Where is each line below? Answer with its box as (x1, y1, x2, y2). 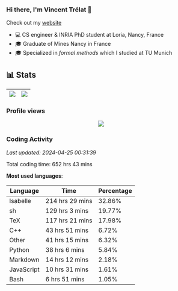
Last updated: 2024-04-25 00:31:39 (6, 149, 96, 156)
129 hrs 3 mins (45, 206, 89, 214)
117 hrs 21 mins (45, 216, 93, 225)
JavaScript (9, 265, 40, 274)
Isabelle (9, 196, 31, 205)
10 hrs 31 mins (45, 265, 89, 274)
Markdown (9, 255, 40, 264)
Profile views (6, 107, 45, 115)
